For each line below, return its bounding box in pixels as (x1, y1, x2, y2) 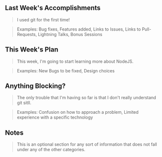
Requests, (16, 31, 37, 37)
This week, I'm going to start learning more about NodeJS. (16, 58, 134, 64)
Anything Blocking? (5, 82, 66, 90)
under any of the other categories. (16, 147, 86, 153)
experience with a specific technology (16, 114, 93, 121)
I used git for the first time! (16, 17, 70, 22)
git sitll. (16, 100, 31, 106)
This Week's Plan (5, 46, 59, 54)
